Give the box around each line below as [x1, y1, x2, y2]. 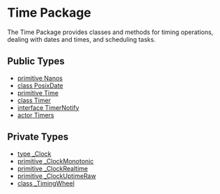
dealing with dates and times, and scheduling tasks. [7, 35, 156, 43]
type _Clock [17, 149, 52, 158]
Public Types [7, 56, 65, 67]
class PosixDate [17, 81, 64, 90]
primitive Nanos [17, 74, 63, 82]
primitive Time [17, 88, 59, 97]
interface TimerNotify [17, 103, 79, 112]
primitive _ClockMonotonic [17, 156, 94, 165]
